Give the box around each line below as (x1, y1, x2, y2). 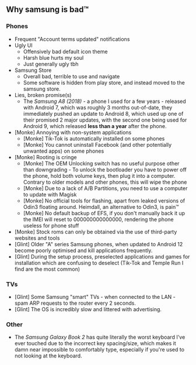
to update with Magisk (23, 191, 77, 198)
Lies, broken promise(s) (14, 91, 72, 98)
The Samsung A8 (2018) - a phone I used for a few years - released (23, 98, 187, 105)
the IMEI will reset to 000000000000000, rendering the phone (23, 216, 174, 223)
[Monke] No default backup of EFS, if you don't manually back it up (23, 209, 185, 216)
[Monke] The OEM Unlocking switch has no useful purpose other (23, 160, 180, 167)
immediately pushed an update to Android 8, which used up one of (23, 110, 184, 117)
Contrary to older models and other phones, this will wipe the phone (23, 178, 187, 185)
